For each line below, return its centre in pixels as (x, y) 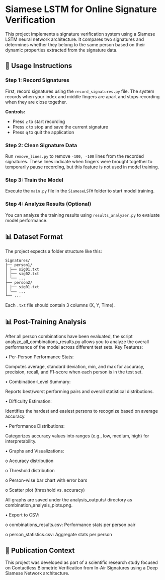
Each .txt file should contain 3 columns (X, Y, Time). (60, 305)
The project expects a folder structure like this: (54, 251)
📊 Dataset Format (34, 237)
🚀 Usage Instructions (39, 66)
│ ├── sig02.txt (22, 274)
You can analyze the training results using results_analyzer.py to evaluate (82, 215)
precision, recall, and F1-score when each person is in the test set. (74, 372)
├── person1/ (19, 265)
